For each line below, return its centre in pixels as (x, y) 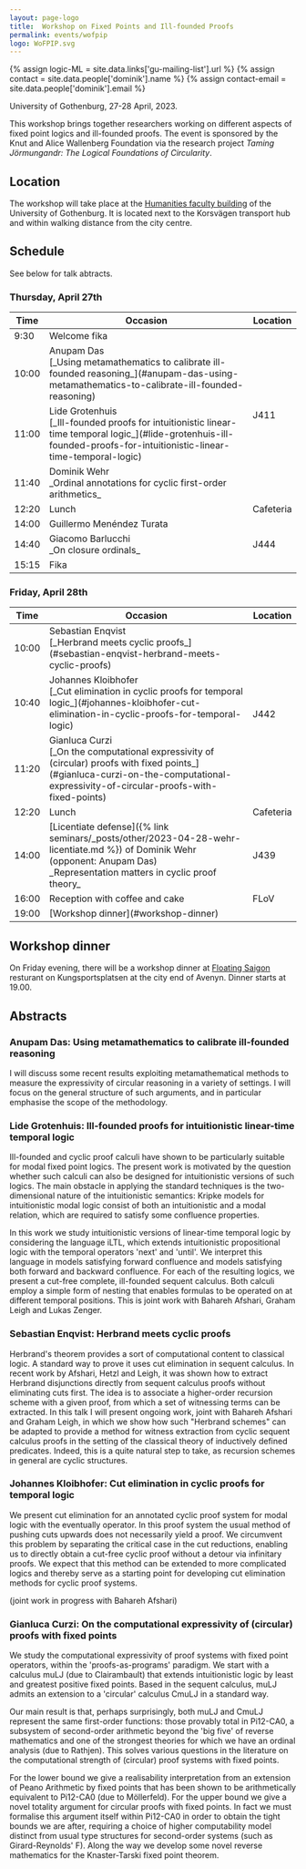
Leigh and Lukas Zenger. (56, 1310)
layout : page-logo (44, 18)
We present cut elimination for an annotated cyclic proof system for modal (149, 1515)
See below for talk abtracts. (61, 273)
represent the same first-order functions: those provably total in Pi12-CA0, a (152, 1721)
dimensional (32, 1196)
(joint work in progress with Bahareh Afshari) (93, 1600)
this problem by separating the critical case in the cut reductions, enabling (149, 1544)
